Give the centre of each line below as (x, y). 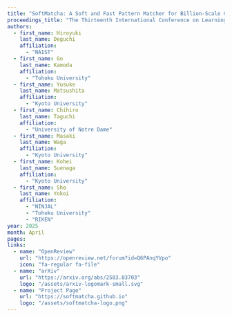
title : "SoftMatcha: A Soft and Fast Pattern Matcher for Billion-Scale (114, 13)
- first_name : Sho (40, 188)
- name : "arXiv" (37, 271)
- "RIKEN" (39, 219)
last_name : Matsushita (52, 91)
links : (17, 245)
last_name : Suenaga (48, 168)
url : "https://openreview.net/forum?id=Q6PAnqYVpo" (95, 258)
